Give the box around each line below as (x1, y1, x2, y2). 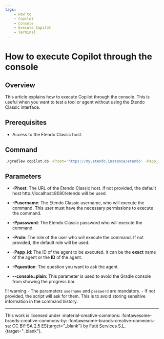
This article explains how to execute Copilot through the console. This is (5, 94, 150, 99)
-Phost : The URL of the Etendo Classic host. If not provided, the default (12, 185, 156, 191)
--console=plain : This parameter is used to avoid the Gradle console (12, 273, 151, 279)
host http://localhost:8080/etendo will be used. (12, 191, 107, 196)
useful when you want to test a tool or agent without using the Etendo (5, 99, 145, 105)
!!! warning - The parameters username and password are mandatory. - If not (5, 288, 155, 294)
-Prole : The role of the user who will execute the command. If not (12, 235, 144, 241)
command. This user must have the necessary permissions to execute (12, 205, 154, 211)
